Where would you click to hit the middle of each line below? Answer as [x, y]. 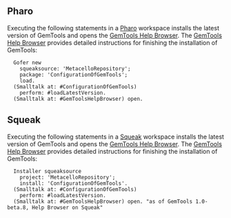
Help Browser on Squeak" [68, 207]
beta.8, [18, 207]
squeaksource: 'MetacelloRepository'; [75, 68]
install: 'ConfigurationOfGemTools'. [74, 183]
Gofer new [27, 62]
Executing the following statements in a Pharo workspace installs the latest [113, 28]
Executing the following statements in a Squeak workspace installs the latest [115, 137]
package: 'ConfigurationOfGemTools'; [74, 75]
